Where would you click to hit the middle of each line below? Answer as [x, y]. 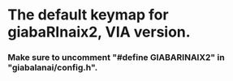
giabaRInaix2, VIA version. [99, 32]
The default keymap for [88, 15]
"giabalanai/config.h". [53, 68]
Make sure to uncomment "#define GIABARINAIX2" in [116, 58]
